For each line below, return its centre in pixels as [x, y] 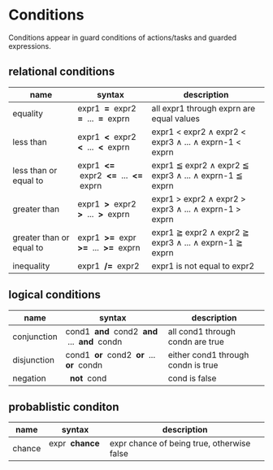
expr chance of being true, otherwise [180, 443]
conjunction [35, 337]
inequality [31, 266]
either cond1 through [208, 355]
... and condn [95, 342]
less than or [35, 170]
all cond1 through [201, 331]
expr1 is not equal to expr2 [203, 266]
